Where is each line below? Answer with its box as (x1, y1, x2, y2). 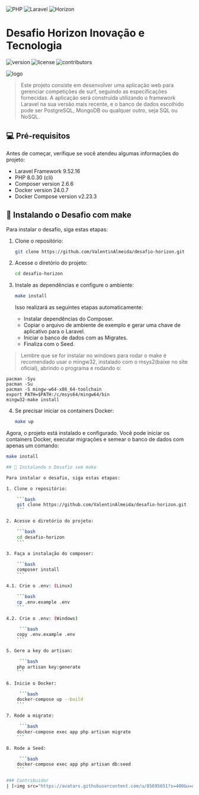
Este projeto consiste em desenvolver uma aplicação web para (20, 81, 174, 88)
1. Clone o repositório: (6, 485, 68, 492)
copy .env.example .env (17, 632, 76, 638)
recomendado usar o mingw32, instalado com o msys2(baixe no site (20, 358, 188, 365)
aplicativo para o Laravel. (23, 328, 85, 335)
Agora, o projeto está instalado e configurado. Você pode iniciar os (6, 430, 170, 437)
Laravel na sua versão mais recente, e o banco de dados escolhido (20, 100, 184, 107)
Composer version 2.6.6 (14, 180, 74, 187)
